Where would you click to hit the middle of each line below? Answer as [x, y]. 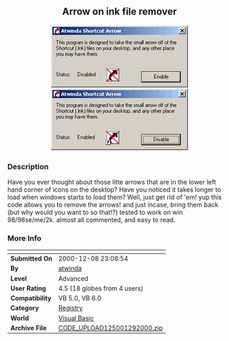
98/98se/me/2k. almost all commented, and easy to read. [91, 220]
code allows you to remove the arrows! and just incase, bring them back [113, 205]
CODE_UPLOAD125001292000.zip [111, 327]
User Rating [28, 288]
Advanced [73, 278]
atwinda [70, 268]
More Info [25, 238]
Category [25, 308]
